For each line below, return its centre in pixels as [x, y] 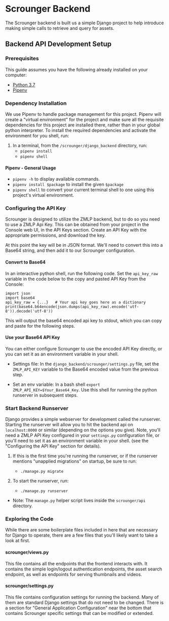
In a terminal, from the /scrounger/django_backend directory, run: [80, 145]
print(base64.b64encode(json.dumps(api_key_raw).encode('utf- [72, 306]
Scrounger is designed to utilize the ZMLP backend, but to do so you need [83, 219]
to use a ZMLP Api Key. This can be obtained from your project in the [77, 225]
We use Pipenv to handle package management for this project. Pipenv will [83, 114]
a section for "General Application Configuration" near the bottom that [78, 608]
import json [18, 293]
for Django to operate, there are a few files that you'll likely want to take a [81, 535]
